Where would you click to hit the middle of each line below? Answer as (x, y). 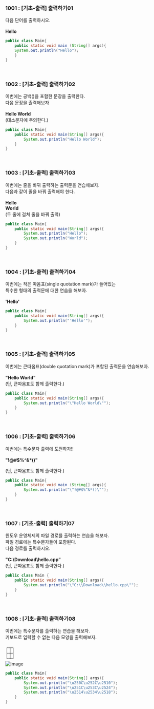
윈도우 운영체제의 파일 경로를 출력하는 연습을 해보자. (57, 535)
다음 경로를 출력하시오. (28, 548)
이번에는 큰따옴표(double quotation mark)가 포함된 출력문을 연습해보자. (77, 366)
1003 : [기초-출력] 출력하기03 (40, 173)
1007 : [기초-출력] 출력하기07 (40, 523)
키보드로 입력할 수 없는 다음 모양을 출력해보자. (51, 637)
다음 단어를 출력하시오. (28, 20)
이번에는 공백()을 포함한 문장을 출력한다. (45, 96)
